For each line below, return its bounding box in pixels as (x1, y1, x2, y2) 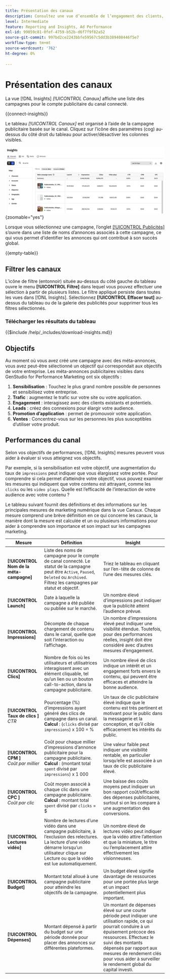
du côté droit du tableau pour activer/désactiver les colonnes (21, 131, 149, 138)
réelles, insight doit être (103, 637, 152, 643)
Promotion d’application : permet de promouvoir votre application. (12, 411, 152, 417)
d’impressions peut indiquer (103, 597, 161, 603)
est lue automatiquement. (44, 861, 97, 867)
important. (103, 895, 125, 901)
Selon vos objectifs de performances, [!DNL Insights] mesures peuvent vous (5, 449, 164, 455)
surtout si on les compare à (103, 800, 160, 806)
